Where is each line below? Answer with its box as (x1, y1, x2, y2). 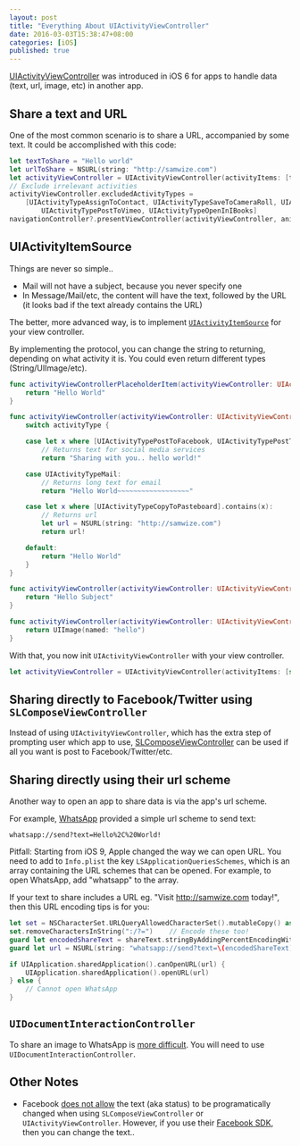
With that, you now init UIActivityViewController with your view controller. (9, 649, 285, 661)
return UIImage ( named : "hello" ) (25, 625, 146, 634)
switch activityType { (25, 421, 110, 430)
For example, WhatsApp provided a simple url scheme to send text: (9, 814, 256, 824)
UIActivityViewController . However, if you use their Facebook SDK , (21, 1117, 274, 1128)
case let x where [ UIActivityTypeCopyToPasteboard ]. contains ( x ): (25, 502, 274, 512)
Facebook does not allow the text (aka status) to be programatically (21, 1098, 271, 1108)
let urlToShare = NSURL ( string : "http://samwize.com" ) (9, 164, 218, 174)
